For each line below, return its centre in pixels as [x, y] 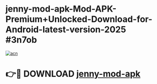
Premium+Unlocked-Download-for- [79, 19]
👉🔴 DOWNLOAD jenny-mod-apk [73, 74]
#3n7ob [21, 40]
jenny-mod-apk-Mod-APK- [61, 9]
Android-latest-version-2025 [66, 30]
